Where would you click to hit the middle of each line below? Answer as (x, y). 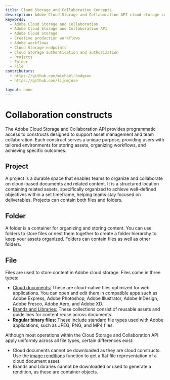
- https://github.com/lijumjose (44, 81)
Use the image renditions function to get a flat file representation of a (84, 356)
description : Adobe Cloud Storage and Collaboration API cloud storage (82, 15)
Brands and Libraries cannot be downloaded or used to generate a (82, 366)
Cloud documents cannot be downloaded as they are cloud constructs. (87, 350)
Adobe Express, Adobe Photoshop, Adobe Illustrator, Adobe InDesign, (85, 298)
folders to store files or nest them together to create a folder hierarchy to (81, 234)
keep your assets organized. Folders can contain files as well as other (78, 239)
